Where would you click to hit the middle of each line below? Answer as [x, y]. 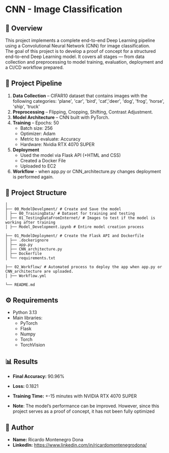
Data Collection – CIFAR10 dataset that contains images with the [80, 96]
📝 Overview [24, 28]
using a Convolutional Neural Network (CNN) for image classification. [78, 46]
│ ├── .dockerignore [27, 240]
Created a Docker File [43, 160]
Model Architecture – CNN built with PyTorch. [61, 117]
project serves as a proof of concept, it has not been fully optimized [83, 411]
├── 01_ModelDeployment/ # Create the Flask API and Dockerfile [75, 236]
